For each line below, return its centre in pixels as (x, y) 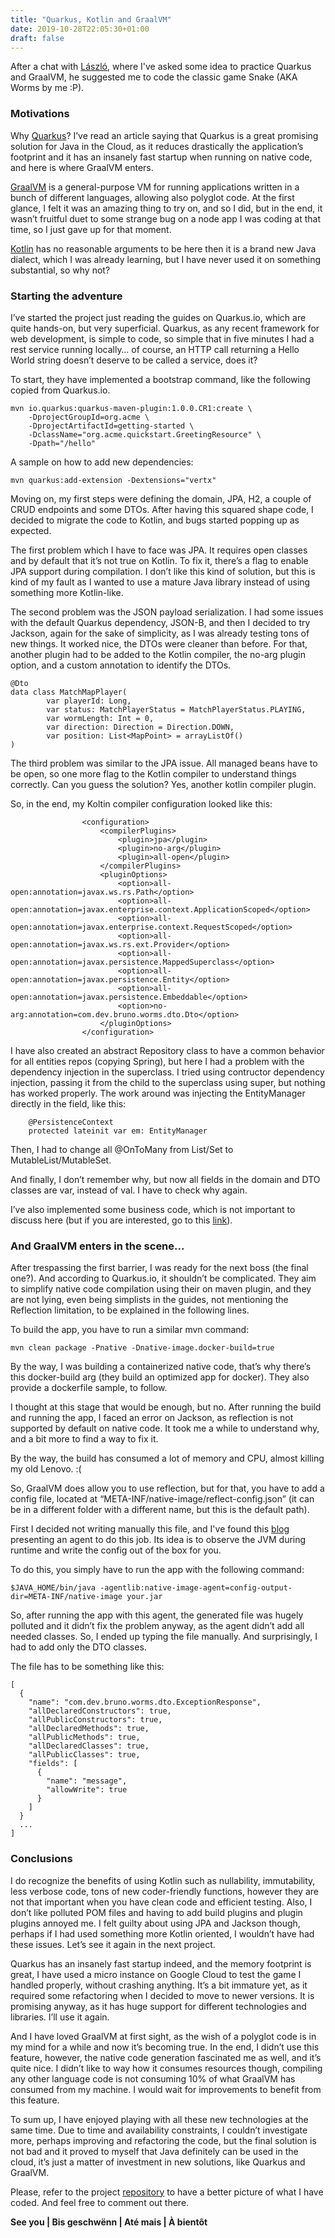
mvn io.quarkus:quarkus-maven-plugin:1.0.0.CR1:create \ (131, 408)
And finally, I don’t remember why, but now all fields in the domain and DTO (165, 1179)
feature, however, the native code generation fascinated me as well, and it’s (166, 2057)
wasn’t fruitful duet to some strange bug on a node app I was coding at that (165, 218)
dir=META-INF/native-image (66, 1597)
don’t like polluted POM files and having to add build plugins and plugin (156, 1912)
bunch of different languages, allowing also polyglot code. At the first (152, 197)
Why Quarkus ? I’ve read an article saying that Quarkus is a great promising (164, 135)
